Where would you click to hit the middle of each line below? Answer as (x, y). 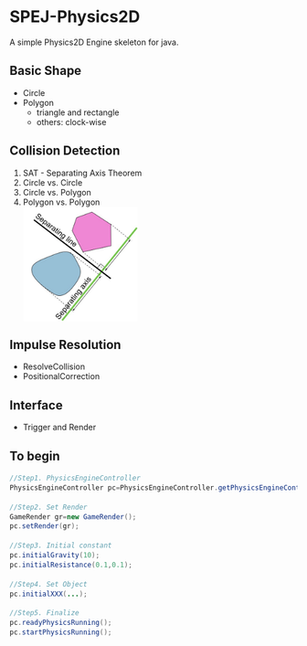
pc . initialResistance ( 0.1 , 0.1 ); (71, 565)
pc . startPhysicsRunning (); (61, 632)
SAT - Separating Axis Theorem (82, 173)
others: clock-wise (71, 122)
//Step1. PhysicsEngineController (75, 478)
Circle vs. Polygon (57, 192)
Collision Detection (65, 151)
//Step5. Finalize (44, 613)
